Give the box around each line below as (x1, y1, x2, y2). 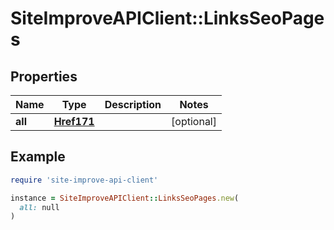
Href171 (53, 115, 95, 128)
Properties (10, 68, 78, 85)
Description (104, 98, 162, 111)
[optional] (171, 115, 217, 128)
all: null (19, 202, 60, 212)
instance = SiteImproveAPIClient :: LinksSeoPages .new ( (10, 193, 240, 203)
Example (10, 148, 66, 166)
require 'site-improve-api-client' (10, 175, 159, 185)
